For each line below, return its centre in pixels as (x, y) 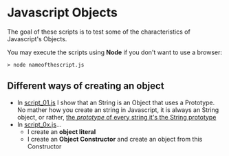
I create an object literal (62, 131)
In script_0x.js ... (39, 124)
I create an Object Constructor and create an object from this (115, 139)
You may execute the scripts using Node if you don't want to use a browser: (115, 52)
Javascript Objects (63, 13)
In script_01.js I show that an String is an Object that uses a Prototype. (116, 102)
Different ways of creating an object (86, 86)
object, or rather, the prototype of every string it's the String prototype (117, 117)
